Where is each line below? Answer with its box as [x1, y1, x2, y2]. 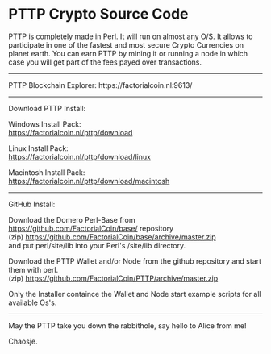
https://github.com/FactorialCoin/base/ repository [8, 223, 174, 233]
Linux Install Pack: [8, 143, 69, 153]
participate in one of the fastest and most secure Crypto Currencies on [8, 40, 244, 49]
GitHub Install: [8, 199, 56, 209]
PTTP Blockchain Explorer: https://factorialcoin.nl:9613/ [8, 80, 193, 90]
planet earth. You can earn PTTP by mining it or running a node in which [8, 48, 248, 58]
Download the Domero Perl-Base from [8, 214, 135, 224]
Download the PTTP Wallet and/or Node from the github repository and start [8, 256, 262, 266]
